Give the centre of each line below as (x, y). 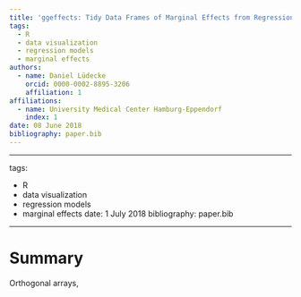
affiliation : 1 (54, 92)
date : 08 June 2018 (46, 126)
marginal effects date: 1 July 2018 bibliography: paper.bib (128, 213)
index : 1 (42, 117)
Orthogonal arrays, (44, 283)
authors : (26, 68)
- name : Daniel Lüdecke (61, 76)
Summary (46, 258)
